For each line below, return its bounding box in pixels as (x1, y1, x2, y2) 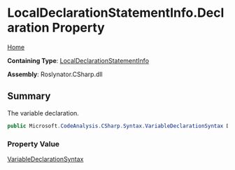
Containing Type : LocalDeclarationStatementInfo (7, 56, 149, 64)
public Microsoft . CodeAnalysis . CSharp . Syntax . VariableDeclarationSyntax (7, 122, 224, 129)
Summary (7, 90, 51, 102)
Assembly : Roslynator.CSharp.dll (7, 70, 103, 78)
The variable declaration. (7, 108, 79, 117)
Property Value (7, 139, 60, 148)
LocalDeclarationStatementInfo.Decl (7, 5, 225, 21)
